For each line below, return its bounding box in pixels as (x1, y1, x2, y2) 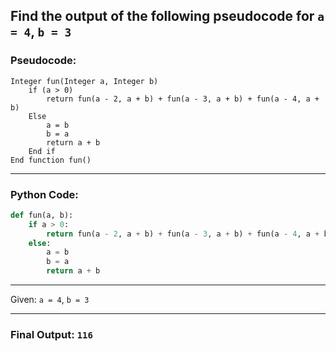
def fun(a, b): (10, 210, 74, 220)
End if (28, 146, 56, 156)
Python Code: (10, 187, 79, 201)
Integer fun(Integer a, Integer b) (10, 76, 159, 86)
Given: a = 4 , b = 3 (10, 294, 90, 306)
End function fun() (10, 155, 92, 165)
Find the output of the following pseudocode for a (10, 8, 325, 25)
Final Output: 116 (10, 328, 93, 342)
